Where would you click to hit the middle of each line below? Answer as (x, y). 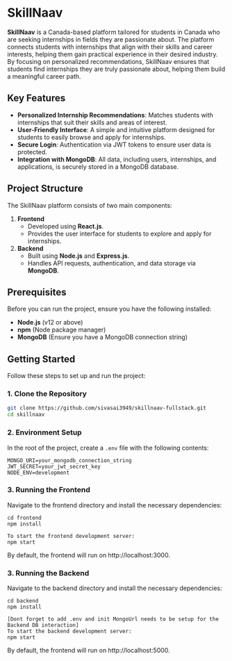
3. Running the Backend (48, 573)
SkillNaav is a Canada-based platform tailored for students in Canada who (114, 32)
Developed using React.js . (66, 226)
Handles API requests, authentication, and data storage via (111, 263)
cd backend (23, 601)
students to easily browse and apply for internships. (91, 137)
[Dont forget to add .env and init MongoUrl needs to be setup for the (113, 619)
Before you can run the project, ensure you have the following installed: (109, 309)
